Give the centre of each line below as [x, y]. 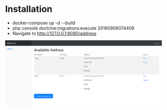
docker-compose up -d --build [44, 23]
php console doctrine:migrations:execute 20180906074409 [73, 28]
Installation [29, 9]
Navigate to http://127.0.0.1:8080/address [54, 33]
